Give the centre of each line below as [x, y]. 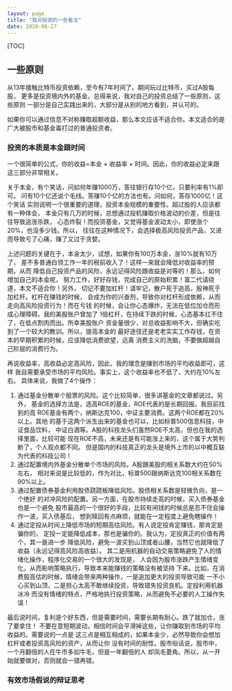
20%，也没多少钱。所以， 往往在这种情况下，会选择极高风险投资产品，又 [112, 230]
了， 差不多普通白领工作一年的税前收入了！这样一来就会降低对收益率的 [108, 263]
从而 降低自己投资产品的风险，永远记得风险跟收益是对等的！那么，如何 [120, 271]
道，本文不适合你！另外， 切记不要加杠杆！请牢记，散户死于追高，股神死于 [114, 288]
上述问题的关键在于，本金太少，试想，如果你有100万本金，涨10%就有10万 [112, 254]
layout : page [26, 13]
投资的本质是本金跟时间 [46, 148]
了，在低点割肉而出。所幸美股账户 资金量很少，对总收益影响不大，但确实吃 [114, 323]
